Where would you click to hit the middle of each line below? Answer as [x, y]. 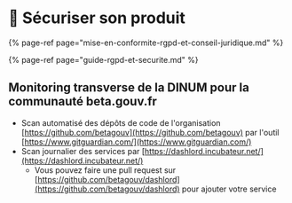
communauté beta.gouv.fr [83, 101]
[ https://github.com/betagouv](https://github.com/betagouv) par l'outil [150, 132]
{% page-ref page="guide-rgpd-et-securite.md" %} [103, 59]
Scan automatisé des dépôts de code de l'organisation [121, 122]
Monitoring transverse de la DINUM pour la [129, 88]
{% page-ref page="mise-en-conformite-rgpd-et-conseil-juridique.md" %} [146, 43]
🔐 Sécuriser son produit [97, 18]
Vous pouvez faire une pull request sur [105, 170]
